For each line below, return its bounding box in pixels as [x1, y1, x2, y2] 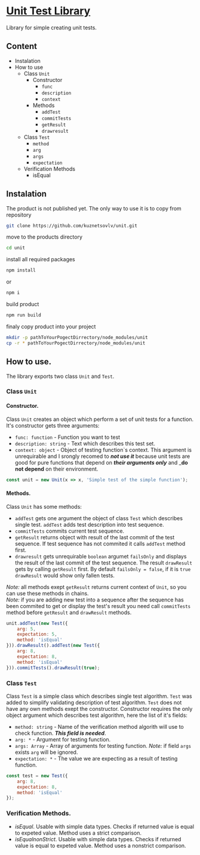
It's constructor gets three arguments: [6, 422, 100, 429]
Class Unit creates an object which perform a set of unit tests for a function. [6, 416, 194, 423]
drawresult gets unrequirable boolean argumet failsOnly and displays [14, 552, 187, 560]
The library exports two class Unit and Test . [6, 372, 115, 380]
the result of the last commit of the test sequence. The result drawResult [14, 559, 193, 566]
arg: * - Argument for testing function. [14, 735, 111, 743]
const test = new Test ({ [6, 772, 68, 778]
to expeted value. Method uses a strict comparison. [14, 829, 142, 836]
